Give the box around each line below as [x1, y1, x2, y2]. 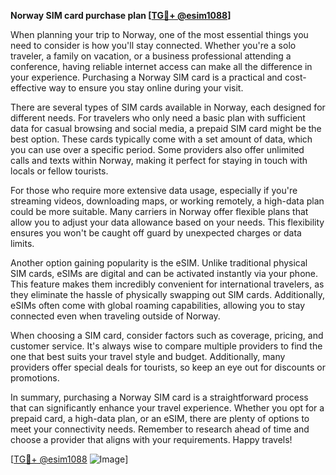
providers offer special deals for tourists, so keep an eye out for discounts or [10, 361, 326, 373]
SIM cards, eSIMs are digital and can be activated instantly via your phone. [10, 268, 318, 279]
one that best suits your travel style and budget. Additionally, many [10, 351, 286, 362]
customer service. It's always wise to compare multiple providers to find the [10, 340, 323, 352]
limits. [10, 238, 35, 249]
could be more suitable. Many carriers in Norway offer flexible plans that [10, 206, 309, 217]
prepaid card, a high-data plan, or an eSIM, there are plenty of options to [10, 413, 310, 424]
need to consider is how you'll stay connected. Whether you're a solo [10, 40, 297, 51]
